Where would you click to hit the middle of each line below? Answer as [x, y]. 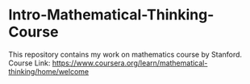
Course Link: [29, 63]
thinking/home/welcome [49, 71]
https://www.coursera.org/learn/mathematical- [130, 63]
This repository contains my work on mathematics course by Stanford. [125, 54]
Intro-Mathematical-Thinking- [111, 15]
